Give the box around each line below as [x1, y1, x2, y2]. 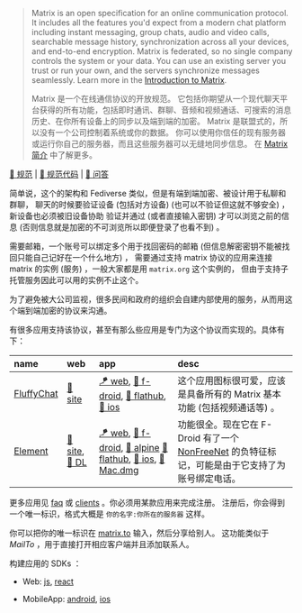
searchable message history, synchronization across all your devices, [31, 36, 289, 47]
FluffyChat [13, 388, 58, 399]
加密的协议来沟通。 [40, 306, 112, 316]
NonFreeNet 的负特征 [177, 445, 268, 458]
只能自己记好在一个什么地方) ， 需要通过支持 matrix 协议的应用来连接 [16, 252, 273, 262]
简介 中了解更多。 [31, 150, 97, 160]
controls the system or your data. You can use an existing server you [31, 56, 286, 66]
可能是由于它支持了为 [195, 459, 286, 471]
